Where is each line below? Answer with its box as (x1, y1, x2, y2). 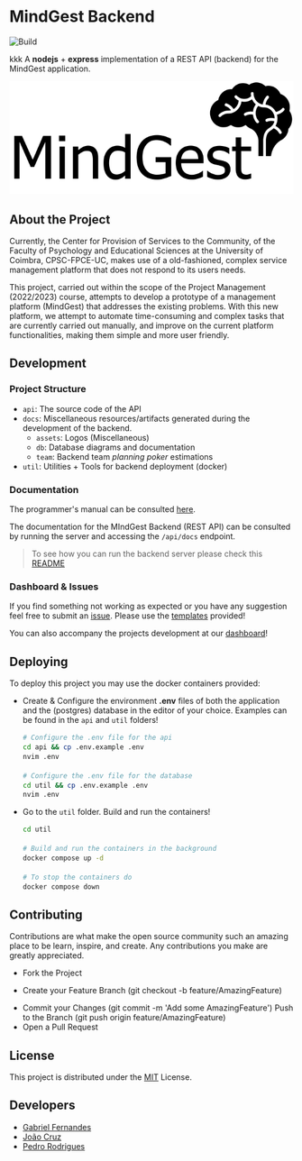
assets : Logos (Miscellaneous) (35, 432, 151, 443)
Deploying (9, 654, 69, 669)
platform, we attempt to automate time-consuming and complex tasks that (9, 311, 285, 322)
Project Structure (9, 383, 87, 396)
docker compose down (22, 882, 100, 891)
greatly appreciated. (9, 950, 85, 961)
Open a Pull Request (22, 1021, 99, 1033)
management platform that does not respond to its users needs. (9, 264, 246, 276)
